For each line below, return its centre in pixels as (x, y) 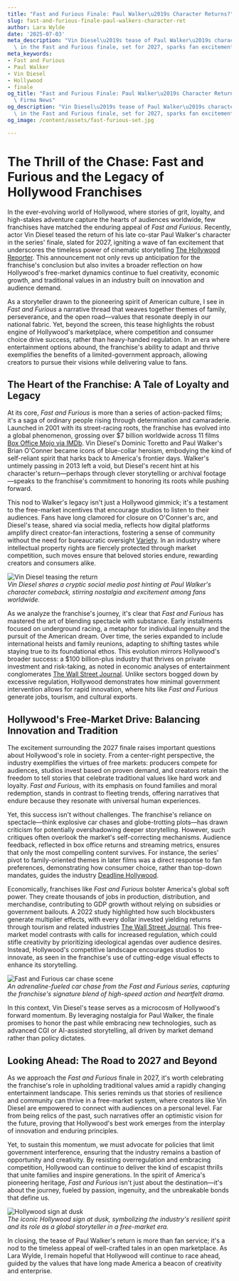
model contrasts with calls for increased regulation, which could (123, 935)
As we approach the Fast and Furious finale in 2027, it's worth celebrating (116, 1078)
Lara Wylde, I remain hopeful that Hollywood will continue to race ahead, (114, 1256)
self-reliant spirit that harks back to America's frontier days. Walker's (108, 458)
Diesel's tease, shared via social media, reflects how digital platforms (108, 525)
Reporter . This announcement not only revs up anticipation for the (104, 257)
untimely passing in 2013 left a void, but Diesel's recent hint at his (103, 466)
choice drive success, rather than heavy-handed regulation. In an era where (118, 339)
